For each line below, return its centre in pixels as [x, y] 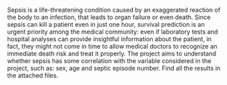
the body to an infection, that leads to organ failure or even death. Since [109, 17]
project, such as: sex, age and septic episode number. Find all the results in [114, 68]
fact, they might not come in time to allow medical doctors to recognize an [112, 46]
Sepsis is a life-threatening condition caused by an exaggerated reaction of [114, 10]
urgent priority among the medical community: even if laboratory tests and [112, 32]
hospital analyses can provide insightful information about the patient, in [109, 39]
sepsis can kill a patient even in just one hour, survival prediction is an [106, 24]
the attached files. [33, 75]
